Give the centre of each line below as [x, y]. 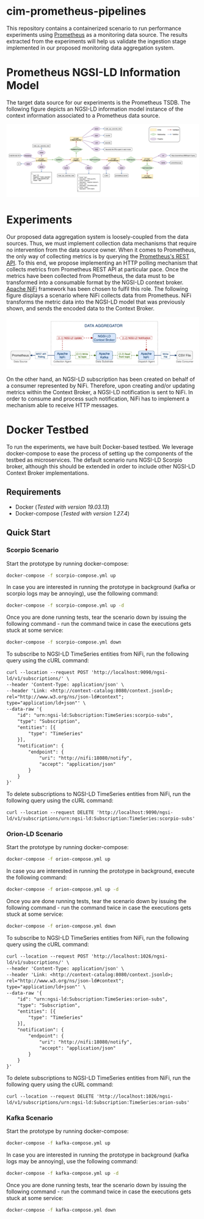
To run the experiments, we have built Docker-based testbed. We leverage [100, 447]
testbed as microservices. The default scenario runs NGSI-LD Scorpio [94, 460]
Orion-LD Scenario [35, 834]
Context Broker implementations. [48, 473]
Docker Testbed [48, 430]
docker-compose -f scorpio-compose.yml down [64, 642]
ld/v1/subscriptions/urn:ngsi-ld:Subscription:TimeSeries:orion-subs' [98, 1103]
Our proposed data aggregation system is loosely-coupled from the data [97, 236]
